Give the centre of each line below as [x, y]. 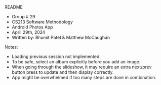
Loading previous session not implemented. [56, 57]
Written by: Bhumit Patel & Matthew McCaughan [61, 37]
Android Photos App [32, 27]
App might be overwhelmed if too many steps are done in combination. [84, 77]
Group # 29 [23, 16]
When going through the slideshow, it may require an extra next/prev [81, 67]
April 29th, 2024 [28, 32]
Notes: [11, 47]
